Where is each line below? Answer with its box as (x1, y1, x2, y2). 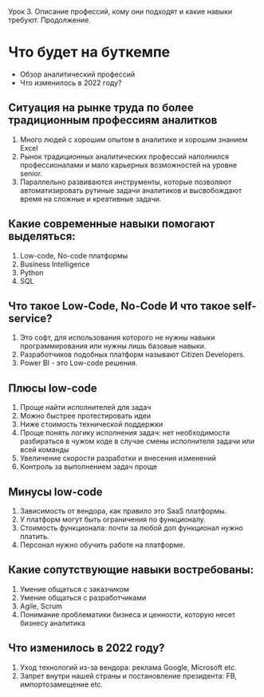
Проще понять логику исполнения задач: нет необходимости (19, 428, 230, 438)
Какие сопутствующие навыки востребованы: (8, 563, 254, 577)
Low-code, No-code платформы (19, 250, 128, 260)
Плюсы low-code (8, 381, 97, 395)
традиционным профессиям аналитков (8, 113, 218, 127)
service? (8, 311, 53, 325)
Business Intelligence (19, 259, 90, 269)
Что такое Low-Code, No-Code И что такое (8, 299, 231, 313)
